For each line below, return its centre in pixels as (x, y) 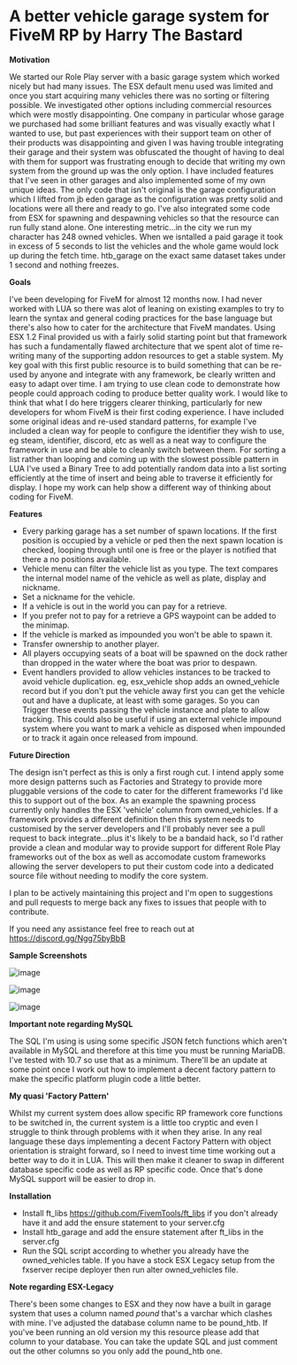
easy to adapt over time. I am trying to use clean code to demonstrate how (145, 383)
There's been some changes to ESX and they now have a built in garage (140, 1304)
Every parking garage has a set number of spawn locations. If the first (149, 531)
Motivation (30, 59)
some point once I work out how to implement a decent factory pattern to (142, 1069)
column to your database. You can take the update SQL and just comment (144, 1341)
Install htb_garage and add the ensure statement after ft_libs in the (142, 1231)
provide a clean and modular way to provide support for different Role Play (145, 847)
